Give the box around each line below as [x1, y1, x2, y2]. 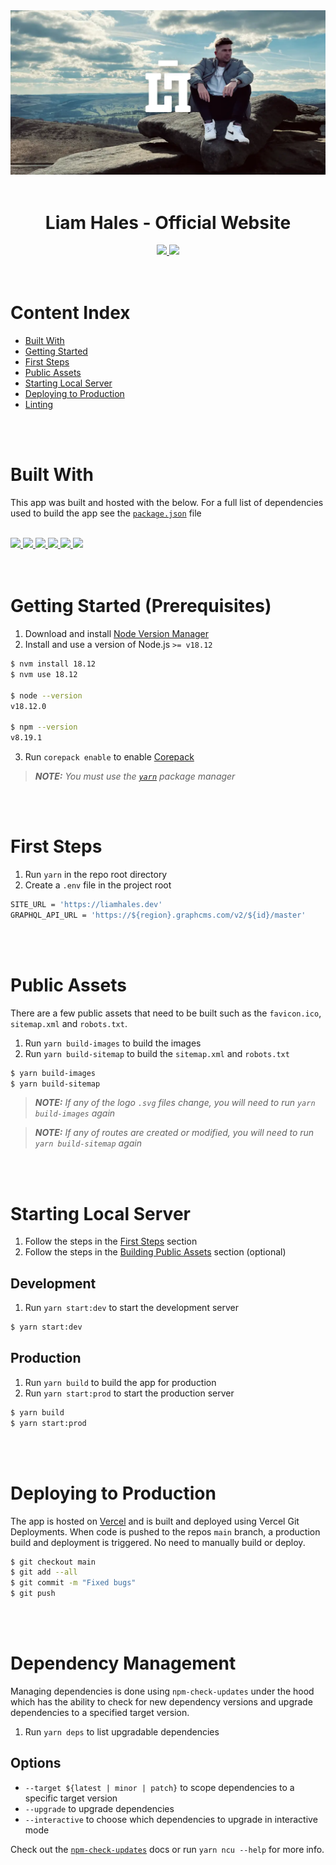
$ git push [10, 1589, 56, 1599]
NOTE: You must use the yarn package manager [34, 770, 236, 783]
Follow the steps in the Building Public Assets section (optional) [24, 1246, 287, 1258]
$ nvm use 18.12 [10, 669, 78, 679]
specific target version [24, 1792, 118, 1804]
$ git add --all [10, 1567, 78, 1578]
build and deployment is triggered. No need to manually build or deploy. [10, 1536, 306, 1548]
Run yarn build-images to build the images [24, 1037, 202, 1049]
